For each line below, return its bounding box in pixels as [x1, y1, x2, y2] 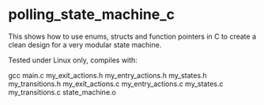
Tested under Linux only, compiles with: [8, 55, 138, 65]
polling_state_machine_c [8, 6, 175, 24]
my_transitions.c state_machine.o [8, 87, 116, 96]
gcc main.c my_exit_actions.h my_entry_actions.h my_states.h [8, 70, 207, 80]
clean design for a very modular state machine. [8, 39, 162, 49]
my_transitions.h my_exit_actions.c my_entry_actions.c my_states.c [8, 79, 224, 88]
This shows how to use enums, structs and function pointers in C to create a [8, 32, 257, 41]
